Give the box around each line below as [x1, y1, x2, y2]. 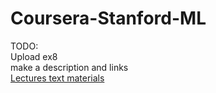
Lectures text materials [10, 72, 105, 84]
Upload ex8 [10, 50, 58, 62]
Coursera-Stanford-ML [10, 7, 207, 30]
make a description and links [10, 61, 129, 73]
